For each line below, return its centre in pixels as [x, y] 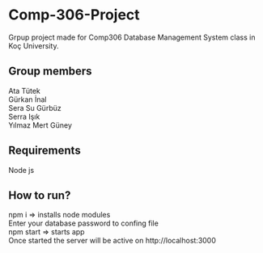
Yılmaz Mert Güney [40, 125]
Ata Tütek [24, 91]
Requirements [45, 151]
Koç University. [34, 45]
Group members [50, 72]
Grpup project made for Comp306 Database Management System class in [132, 37]
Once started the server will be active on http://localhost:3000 [112, 241]
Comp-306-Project [74, 15]
